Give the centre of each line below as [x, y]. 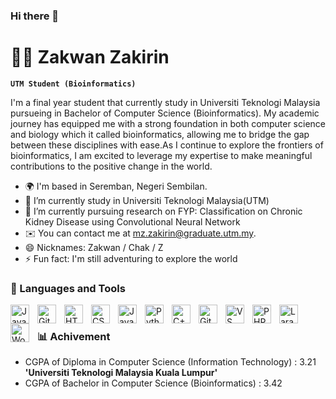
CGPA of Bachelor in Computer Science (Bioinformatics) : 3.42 [153, 383]
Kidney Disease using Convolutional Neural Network [132, 221]
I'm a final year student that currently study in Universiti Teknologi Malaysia [165, 102]
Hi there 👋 [35, 16]
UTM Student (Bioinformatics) [73, 84]
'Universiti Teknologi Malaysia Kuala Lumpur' [121, 373]
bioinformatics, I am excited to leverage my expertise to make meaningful [161, 155]
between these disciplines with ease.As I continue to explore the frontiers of [167, 145]
